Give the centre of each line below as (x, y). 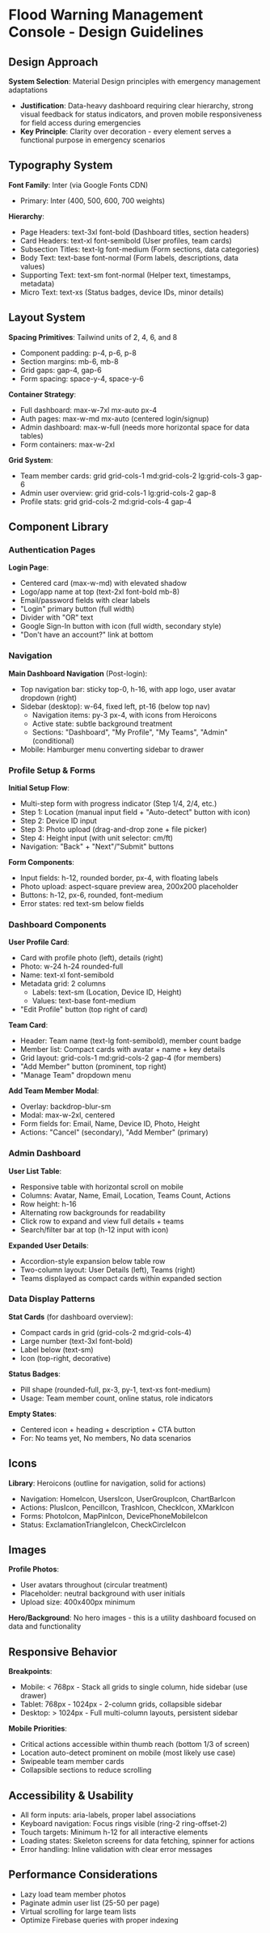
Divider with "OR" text (57, 617)
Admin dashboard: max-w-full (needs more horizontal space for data (135, 427)
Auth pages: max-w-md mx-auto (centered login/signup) (114, 418)
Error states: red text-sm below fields (82, 903)
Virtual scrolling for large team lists (78, 1911)
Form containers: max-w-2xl (67, 444)
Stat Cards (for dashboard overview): (71, 1316)
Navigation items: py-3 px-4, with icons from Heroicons (124, 714)
